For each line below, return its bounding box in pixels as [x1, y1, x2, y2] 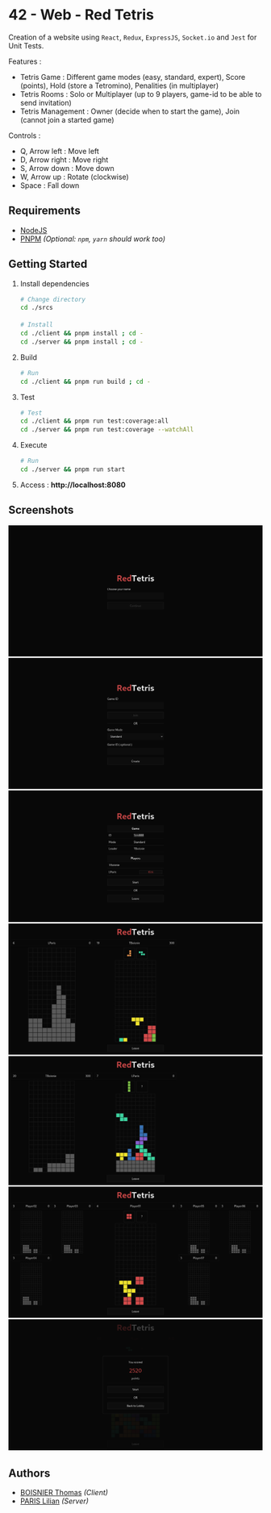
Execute [19, 440, 48, 450]
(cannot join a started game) [19, 115, 115, 124]
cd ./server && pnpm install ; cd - [19, 337, 144, 346]
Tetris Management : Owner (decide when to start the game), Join [19, 106, 240, 116]
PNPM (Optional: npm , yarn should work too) [19, 234, 166, 244]
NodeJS [19, 225, 48, 235]
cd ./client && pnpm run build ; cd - [19, 377, 151, 386]
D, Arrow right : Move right [19, 155, 109, 165]
